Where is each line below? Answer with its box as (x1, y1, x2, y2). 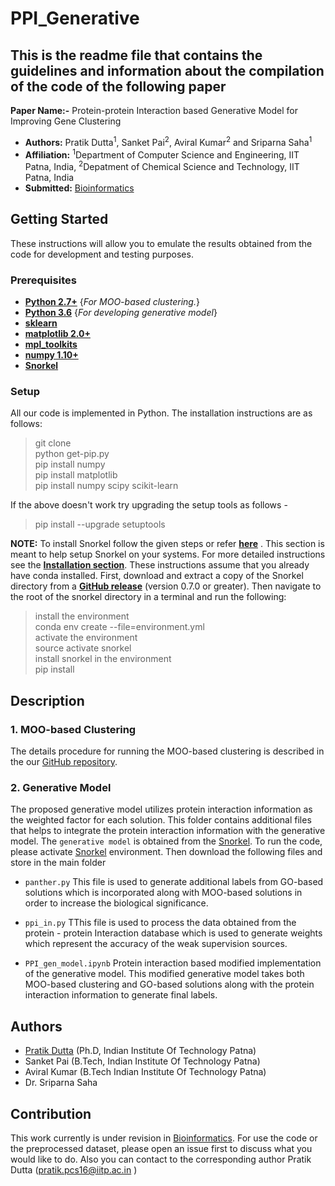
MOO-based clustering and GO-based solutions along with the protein (24, 978, 315, 991)
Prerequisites (10, 273, 77, 287)
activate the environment (34, 632, 138, 644)
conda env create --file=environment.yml (34, 621, 205, 633)
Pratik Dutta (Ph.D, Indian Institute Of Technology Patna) (24, 1045, 257, 1057)
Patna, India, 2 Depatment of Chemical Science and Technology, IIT (24, 159, 300, 172)
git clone (34, 437, 72, 449)
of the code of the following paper (10, 78, 227, 95)
